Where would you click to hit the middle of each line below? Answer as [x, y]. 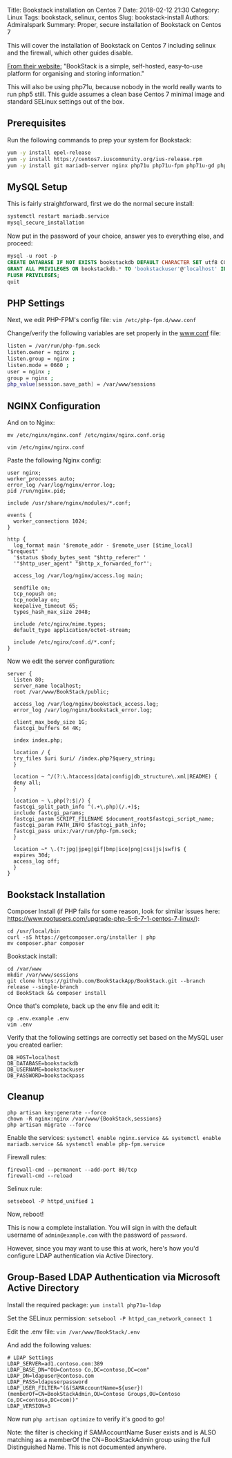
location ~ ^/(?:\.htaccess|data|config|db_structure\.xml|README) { [115, 777]
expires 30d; [32, 856]
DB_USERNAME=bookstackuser [46, 1069]
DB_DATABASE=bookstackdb [43, 1063]
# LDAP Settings [30, 1358]
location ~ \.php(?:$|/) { [52, 801]
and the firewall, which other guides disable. [70, 53]
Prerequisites [37, 123]
